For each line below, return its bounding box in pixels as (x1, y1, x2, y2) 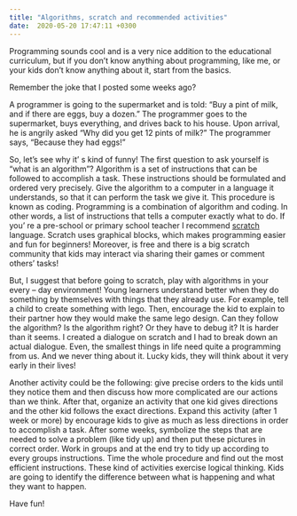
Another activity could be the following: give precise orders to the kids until (9, 377, 284, 387)
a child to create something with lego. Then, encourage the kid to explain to (9, 303, 285, 314)
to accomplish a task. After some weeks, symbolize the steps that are (9, 424, 263, 435)
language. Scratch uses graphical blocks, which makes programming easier (9, 229, 286, 240)
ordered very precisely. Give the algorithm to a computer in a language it (9, 182, 275, 193)
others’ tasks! (9, 258, 59, 268)
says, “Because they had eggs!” (9, 137, 126, 147)
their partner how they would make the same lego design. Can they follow (9, 313, 279, 323)
